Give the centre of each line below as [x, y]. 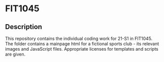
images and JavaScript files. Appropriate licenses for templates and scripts [82, 49]
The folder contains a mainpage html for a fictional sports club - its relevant [82, 44]
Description [24, 27]
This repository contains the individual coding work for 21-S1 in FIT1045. [79, 38]
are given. [15, 54]
